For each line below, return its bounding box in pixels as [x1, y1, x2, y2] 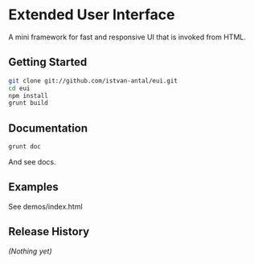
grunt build [8, 99, 48, 108]
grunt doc [8, 143, 42, 151]
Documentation [8, 121, 88, 135]
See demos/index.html [8, 201, 83, 211]
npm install [8, 91, 48, 100]
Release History [8, 225, 90, 238]
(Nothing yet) [8, 246, 52, 256]
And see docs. [8, 156, 56, 166]
